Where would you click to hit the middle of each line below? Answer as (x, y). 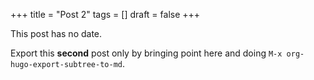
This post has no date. (56, 33)
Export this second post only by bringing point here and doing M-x (146, 53)
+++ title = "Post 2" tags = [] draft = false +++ (105, 14)
